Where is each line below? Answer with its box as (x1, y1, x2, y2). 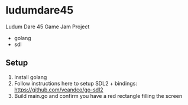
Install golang (14, 73, 47, 80)
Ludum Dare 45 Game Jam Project (5, 23, 90, 30)
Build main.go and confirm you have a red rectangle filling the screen (14, 92, 183, 99)
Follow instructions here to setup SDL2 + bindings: (14, 80, 137, 87)
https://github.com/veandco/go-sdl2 (14, 86, 104, 93)
